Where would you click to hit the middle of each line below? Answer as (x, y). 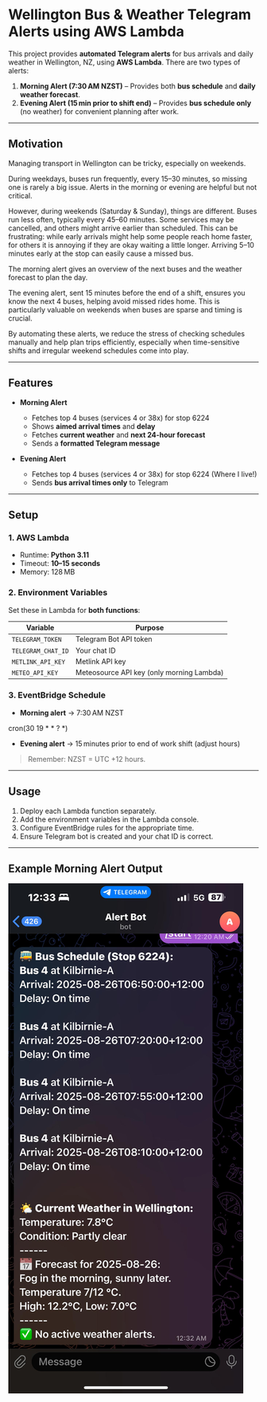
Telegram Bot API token (114, 639)
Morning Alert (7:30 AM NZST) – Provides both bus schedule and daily (137, 86)
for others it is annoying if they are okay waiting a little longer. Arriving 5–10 (131, 245)
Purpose (149, 628)
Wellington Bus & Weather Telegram (130, 15)
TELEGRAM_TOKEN (37, 640)
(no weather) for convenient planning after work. (99, 111)
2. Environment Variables (58, 593)
